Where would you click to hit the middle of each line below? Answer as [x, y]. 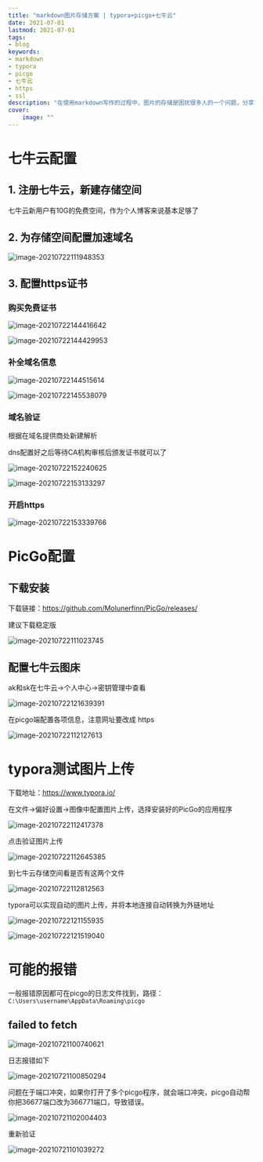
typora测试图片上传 [71, 769]
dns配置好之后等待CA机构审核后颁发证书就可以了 [87, 452]
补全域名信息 [32, 362]
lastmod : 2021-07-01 [42, 30]
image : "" [38, 118]
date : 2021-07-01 [36, 23]
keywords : [24, 52]
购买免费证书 [32, 308]
